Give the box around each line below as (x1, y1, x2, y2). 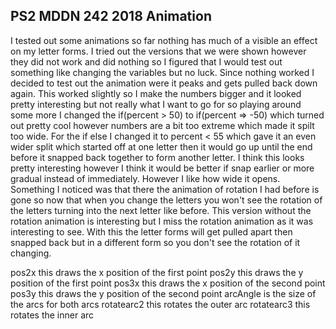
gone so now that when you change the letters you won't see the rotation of (10, 194, 323, 206)
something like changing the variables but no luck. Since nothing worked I (10, 66, 315, 78)
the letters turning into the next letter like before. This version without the (10, 204, 312, 216)
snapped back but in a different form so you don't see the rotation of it (10, 236, 301, 248)
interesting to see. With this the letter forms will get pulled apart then (10, 225, 293, 238)
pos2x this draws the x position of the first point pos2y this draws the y (10, 266, 304, 278)
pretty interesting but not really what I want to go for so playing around (10, 98, 302, 110)
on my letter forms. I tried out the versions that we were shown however (10, 45, 307, 57)
